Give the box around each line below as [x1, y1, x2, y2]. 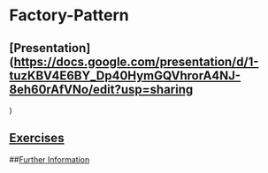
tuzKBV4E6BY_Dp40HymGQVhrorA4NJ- [9, 68, 241, 83]
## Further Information [9, 154, 90, 164]
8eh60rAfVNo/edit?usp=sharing [9, 81, 194, 97]
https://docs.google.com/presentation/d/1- [13, 54, 259, 69]
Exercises [9, 131, 65, 146]
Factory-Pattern [9, 5, 130, 26]
